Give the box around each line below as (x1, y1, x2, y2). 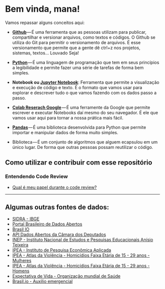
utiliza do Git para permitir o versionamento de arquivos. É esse (12, 39, 141, 45)
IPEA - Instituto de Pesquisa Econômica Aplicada (12, 247, 111, 253)
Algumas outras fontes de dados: (5, 203, 110, 212)
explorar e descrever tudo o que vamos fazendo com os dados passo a (12, 90, 157, 96)
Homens (12, 268, 29, 274)
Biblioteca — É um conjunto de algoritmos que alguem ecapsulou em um (12, 139, 158, 145)
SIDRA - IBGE (12, 216, 40, 222)
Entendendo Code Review (5, 173, 68, 180)
